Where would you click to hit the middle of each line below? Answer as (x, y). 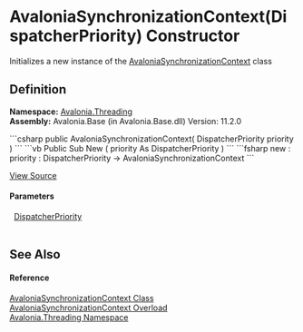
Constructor (193, 36)
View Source (33, 175)
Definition (38, 89)
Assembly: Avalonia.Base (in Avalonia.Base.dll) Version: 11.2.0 (126, 121)
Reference (29, 278)
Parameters (32, 196)
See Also (35, 254)
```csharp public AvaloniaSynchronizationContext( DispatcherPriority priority (152, 139)
